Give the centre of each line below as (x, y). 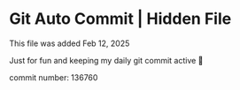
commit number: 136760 (54, 77)
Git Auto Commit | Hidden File (120, 19)
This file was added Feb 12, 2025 (70, 43)
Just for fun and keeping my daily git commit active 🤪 (106, 60)
